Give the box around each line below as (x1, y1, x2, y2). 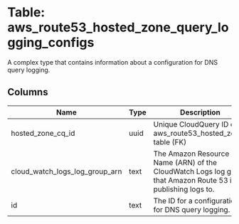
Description (180, 107, 221, 117)
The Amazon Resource (153, 149, 230, 159)
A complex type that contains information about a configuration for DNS (7, 58, 218, 66)
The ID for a (153, 196, 193, 206)
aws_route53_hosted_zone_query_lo (7, 19, 229, 36)
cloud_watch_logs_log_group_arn (11, 166, 122, 176)
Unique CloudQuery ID (153, 119, 229, 129)
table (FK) (153, 137, 187, 146)
